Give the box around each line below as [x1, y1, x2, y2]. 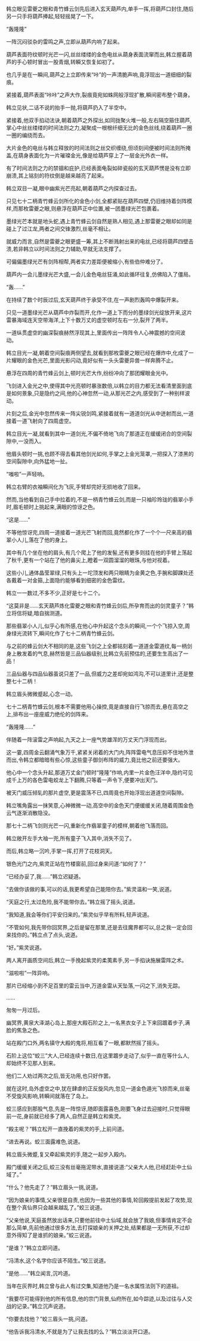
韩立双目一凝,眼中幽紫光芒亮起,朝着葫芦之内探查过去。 [6, 185, 140, 191]
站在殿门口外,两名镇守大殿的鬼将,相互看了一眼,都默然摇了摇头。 [6, 1039, 163, 1046]
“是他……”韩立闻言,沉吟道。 [6, 1270, 73, 1276]
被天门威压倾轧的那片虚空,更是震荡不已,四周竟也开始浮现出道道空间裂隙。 [6, 789, 187, 796]
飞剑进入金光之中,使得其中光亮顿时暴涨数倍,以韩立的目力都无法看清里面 [6, 382, 182, 389]
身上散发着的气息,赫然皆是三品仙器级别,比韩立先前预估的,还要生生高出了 [6, 650, 184, 657]
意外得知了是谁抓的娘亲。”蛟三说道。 [6, 1231, 96, 1239]
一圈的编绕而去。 [6, 132, 48, 139]
